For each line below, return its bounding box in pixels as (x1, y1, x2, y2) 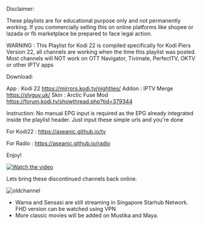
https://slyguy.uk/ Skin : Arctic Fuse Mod (6, 91, 108, 98)
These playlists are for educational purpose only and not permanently (6, 17, 181, 24)
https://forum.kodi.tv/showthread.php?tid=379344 (6, 98, 133, 105)
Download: (6, 73, 33, 80)
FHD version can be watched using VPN (15, 205, 116, 212)
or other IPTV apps (6, 61, 54, 68)
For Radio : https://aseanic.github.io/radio (6, 140, 111, 147)
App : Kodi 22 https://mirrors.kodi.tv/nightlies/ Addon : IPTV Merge (6, 85, 173, 92)
